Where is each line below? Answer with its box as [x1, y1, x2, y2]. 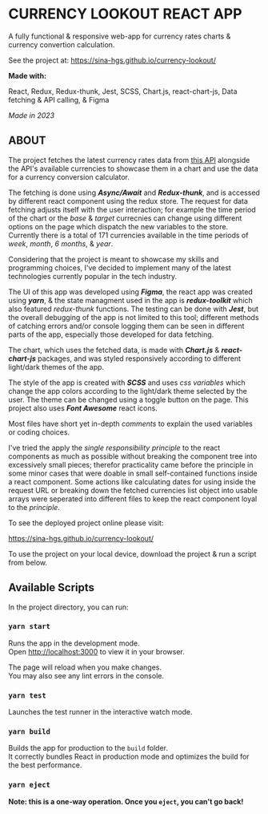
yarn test [8, 690, 46, 700]
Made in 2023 [8, 110, 54, 120]
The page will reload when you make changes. [8, 662, 162, 672]
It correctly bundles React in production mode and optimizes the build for [8, 751, 250, 762]
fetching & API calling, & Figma [8, 95, 110, 104]
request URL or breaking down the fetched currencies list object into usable [8, 485, 258, 495]
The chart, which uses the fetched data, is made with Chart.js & [8, 345, 220, 354]
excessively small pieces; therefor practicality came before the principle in [8, 460, 254, 469]
